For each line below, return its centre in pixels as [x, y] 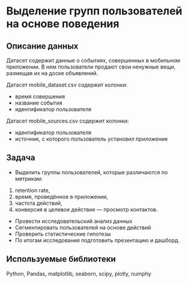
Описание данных [42, 46]
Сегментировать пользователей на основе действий [83, 227]
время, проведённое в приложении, [61, 196]
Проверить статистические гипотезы [63, 234]
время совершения [40, 96]
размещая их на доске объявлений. [52, 73]
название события [38, 103]
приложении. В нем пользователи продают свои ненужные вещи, [91, 67]
